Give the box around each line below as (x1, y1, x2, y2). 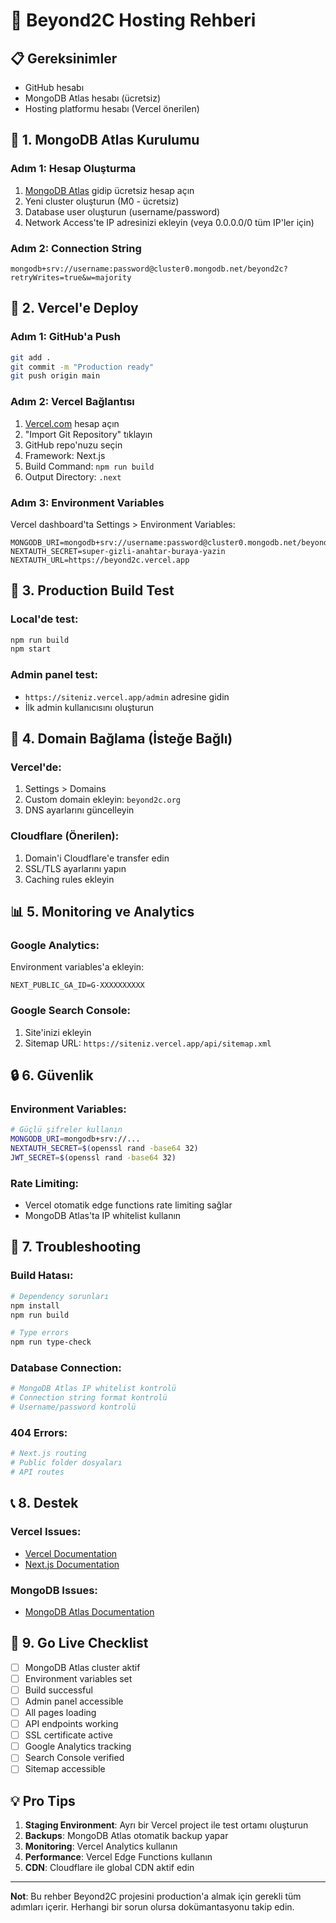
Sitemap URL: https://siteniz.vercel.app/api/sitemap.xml (24, 1037, 272, 1049)
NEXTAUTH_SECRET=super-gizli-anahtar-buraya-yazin (10, 546, 226, 556)
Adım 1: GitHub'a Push (10, 330, 121, 344)
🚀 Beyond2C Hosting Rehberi (10, 9, 257, 32)
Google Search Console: (10, 1004, 131, 1018)
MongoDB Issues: (10, 1583, 98, 1597)
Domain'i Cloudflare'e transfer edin (24, 852, 170, 864)
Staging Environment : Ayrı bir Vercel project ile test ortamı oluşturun (24, 1819, 309, 1831)
